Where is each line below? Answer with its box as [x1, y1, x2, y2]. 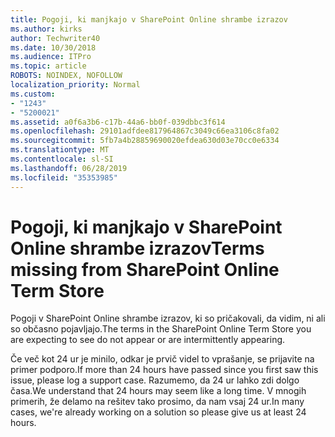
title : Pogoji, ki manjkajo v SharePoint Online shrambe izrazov [10, 14, 288, 25]
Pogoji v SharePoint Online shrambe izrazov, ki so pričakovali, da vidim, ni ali [10, 312, 326, 325]
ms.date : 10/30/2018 [10, 42, 97, 53]
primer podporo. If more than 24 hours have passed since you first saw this [10, 364, 319, 376]
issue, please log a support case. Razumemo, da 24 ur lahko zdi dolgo [10, 374, 300, 386]
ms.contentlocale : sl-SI [10, 154, 114, 164]
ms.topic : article [10, 61, 87, 71]
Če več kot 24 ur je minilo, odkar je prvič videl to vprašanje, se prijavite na [10, 353, 315, 365]
